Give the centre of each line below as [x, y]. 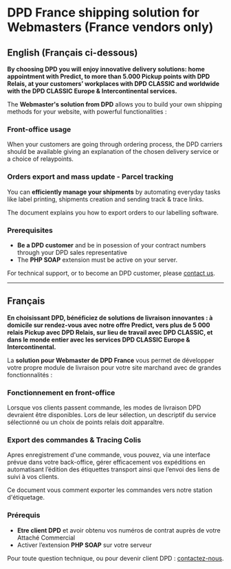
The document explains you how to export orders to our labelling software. [113, 212]
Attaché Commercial [46, 537]
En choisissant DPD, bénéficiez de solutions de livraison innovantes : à [110, 317]
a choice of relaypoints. [41, 159]
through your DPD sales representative [72, 252]
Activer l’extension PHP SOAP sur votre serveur [85, 545]
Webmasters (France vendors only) [110, 27]
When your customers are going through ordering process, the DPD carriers [115, 144]
